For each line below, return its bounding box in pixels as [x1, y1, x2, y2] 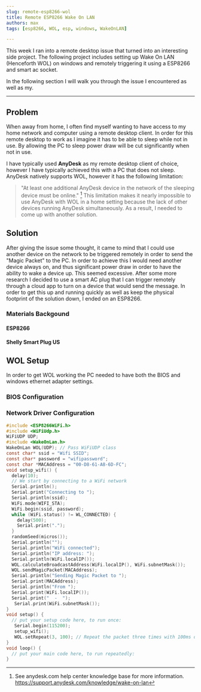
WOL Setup [6, 356, 50, 366]
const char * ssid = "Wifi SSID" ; [6, 450, 90, 457]
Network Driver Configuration [6, 409, 95, 417]
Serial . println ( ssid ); [11, 495, 68, 501]
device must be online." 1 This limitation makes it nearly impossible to [20, 191, 191, 199]
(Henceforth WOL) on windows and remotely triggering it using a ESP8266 [6, 60, 190, 67]
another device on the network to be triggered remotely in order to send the [6, 250, 193, 257]
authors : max [6, 20, 39, 26]
